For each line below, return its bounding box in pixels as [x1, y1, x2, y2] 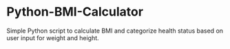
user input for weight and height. [6, 33, 99, 42]
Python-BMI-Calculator [6, 4, 144, 20]
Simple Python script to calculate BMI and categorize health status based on [6, 27, 224, 35]
